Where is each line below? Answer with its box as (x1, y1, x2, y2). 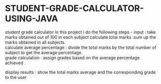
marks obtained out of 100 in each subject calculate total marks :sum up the (5, 34, 156, 40)
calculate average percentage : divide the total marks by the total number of (5, 44, 157, 50)
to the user (5, 74, 27, 80)
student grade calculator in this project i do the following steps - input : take (5, 29, 156, 35)
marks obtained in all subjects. (5, 39, 66, 45)
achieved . (5, 60, 26, 66)
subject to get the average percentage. (5, 49, 83, 56)
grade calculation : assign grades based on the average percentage (5, 55, 140, 60)
